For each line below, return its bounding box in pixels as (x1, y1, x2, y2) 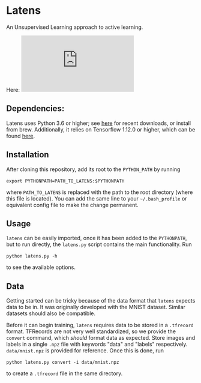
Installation (6, 149, 49, 160)
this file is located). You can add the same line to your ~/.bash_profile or (6, 195, 187, 202)
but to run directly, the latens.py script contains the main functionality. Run (6, 241, 192, 248)
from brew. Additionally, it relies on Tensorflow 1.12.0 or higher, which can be (6, 125, 196, 133)
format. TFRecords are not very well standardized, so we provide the (6, 328, 176, 335)
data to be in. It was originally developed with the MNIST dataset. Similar (6, 304, 186, 311)
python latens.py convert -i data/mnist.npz (6, 360, 119, 366)
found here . (6, 132, 35, 139)
